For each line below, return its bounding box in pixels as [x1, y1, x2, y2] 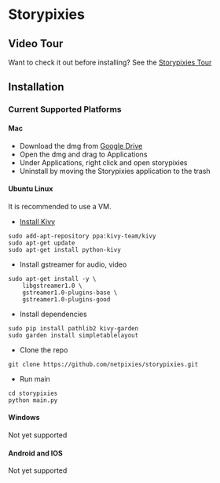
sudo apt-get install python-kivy [8, 245, 122, 253]
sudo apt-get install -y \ [8, 275, 97, 282]
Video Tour [8, 37, 64, 50]
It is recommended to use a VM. [8, 201, 112, 211]
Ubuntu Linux [8, 184, 53, 194]
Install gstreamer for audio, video [19, 260, 127, 269]
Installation [8, 80, 64, 94]
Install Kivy [19, 216, 56, 226]
